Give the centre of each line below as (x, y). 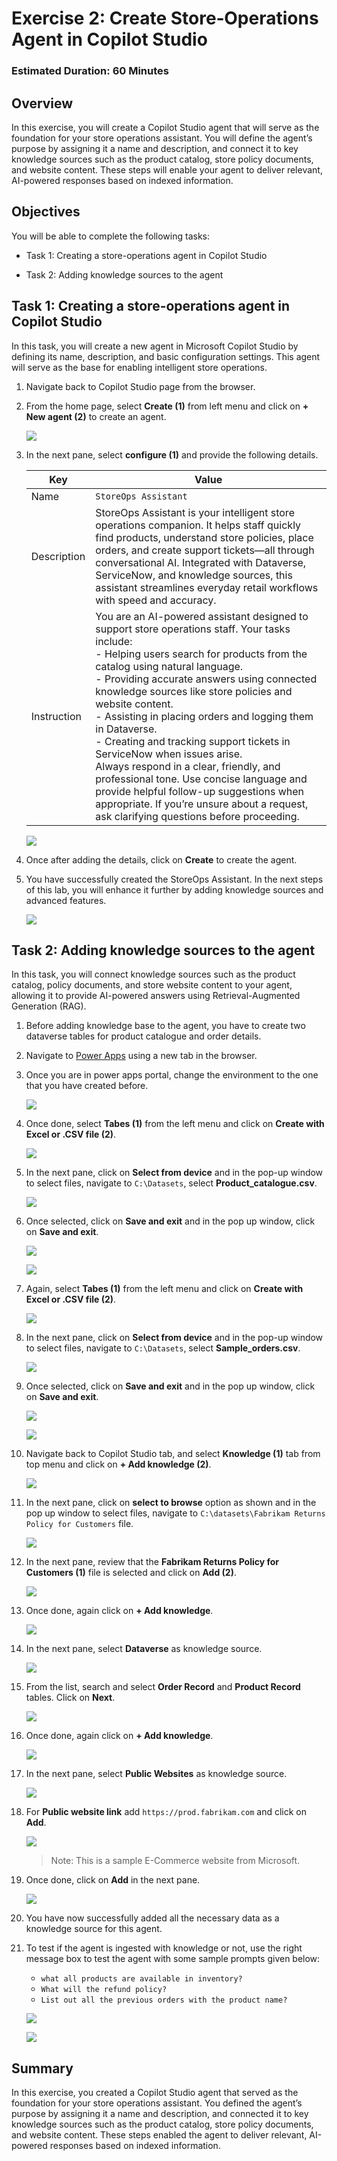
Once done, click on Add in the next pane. (113, 1880)
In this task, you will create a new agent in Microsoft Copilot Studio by (155, 346)
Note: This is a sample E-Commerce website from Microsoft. (175, 1861)
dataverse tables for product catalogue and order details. (143, 1036)
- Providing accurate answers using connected (206, 679)
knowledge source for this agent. (94, 1929)
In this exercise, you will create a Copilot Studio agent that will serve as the (165, 127)
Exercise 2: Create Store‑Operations (165, 18)
